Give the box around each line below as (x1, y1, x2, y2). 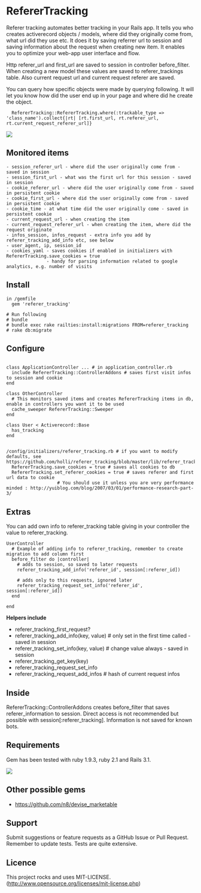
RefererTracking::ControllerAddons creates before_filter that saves (6, 703, 170, 711)
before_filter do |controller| (11, 557, 90, 563)
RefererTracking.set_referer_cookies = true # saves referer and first (11, 470, 194, 476)
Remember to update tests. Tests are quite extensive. (6, 840, 138, 847)
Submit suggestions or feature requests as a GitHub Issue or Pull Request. (6, 834, 189, 841)
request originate (6, 227, 52, 233)
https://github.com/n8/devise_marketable (14, 801, 118, 808)
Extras (6, 507, 31, 517)
